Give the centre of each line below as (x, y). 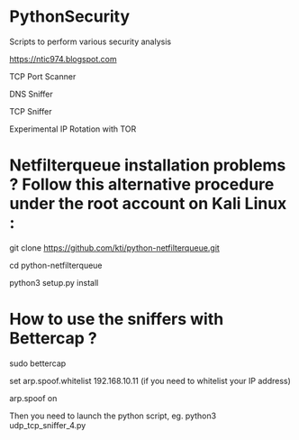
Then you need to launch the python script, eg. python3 (113, 416)
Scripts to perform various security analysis (91, 41)
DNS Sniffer (32, 94)
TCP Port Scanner (43, 76)
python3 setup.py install (54, 282)
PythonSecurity (70, 17)
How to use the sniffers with (117, 320)
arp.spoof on (33, 398)
